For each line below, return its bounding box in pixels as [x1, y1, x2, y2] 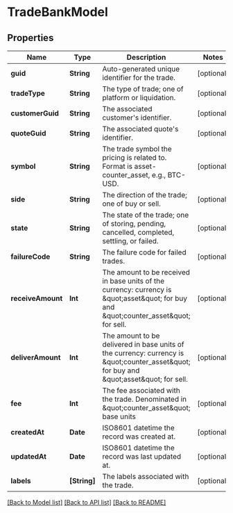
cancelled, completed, [102, 227, 175, 237]
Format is [102, 161, 133, 171]
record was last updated [102, 452, 182, 461]
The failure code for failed [102, 247, 187, 257]
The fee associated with [102, 386, 180, 395]
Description [126, 53, 166, 62]
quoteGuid [10, 129, 46, 138]
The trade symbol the [102, 144, 172, 154]
